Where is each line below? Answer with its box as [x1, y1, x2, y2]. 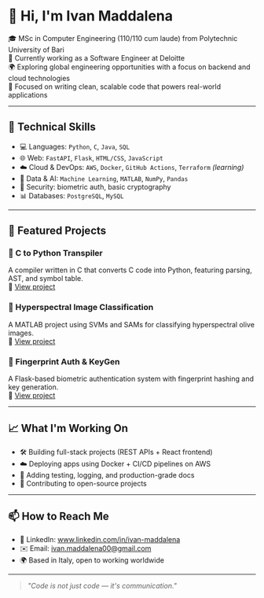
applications [8, 90, 48, 99]
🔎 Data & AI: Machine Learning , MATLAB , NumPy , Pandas [19, 173, 189, 183]
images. [8, 328, 34, 338]
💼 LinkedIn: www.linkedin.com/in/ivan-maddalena [19, 534, 181, 544]
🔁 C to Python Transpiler [8, 248, 104, 259]
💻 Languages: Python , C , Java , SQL [19, 142, 130, 151]
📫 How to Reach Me [8, 510, 109, 523]
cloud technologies [8, 73, 71, 83]
